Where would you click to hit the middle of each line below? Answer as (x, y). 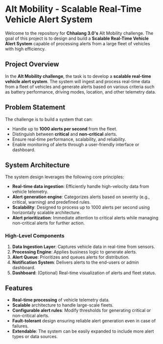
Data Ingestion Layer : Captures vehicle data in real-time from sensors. (83, 247)
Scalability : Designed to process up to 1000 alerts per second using (81, 207)
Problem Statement (35, 108)
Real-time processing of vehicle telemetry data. (61, 300)
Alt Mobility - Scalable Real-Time (73, 9)
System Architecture (37, 165)
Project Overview (32, 64)
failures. (20, 326)
